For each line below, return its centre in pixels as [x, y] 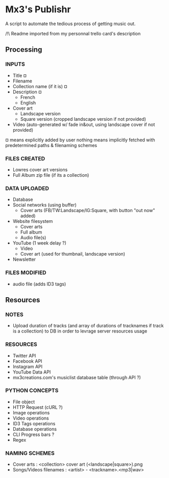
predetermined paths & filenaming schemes [51, 145]
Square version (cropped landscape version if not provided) [83, 119]
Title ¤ [20, 75]
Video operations [31, 418]
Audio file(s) [33, 238]
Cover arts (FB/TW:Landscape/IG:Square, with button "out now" [88, 211]
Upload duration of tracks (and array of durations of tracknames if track [88, 326]
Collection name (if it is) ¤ [40, 86]
